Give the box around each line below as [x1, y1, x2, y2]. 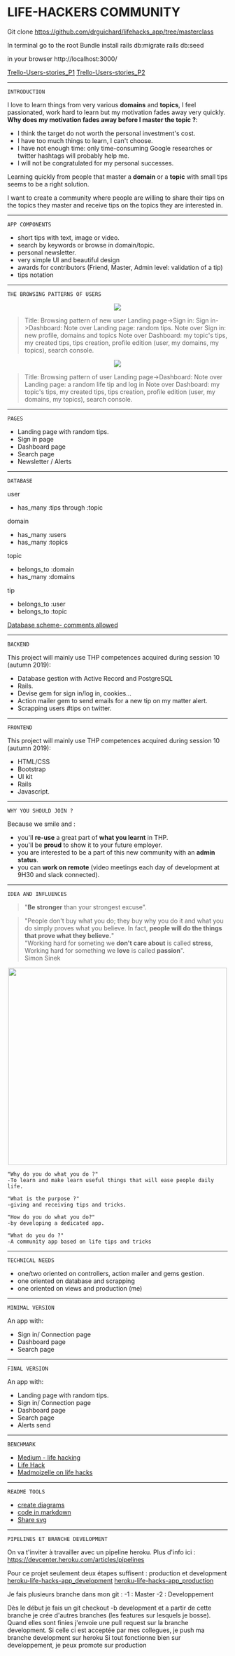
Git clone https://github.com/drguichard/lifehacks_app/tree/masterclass [7, 27, 214, 36]
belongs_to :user [17, 599, 66, 608]
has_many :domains [17, 572, 76, 581]
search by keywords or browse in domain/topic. [17, 240, 155, 249]
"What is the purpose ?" [7, 1195, 80, 1202]
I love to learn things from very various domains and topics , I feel [7, 100, 197, 109]
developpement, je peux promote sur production [7, 1641, 147, 1649]
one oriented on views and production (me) [17, 1284, 143, 1292]
